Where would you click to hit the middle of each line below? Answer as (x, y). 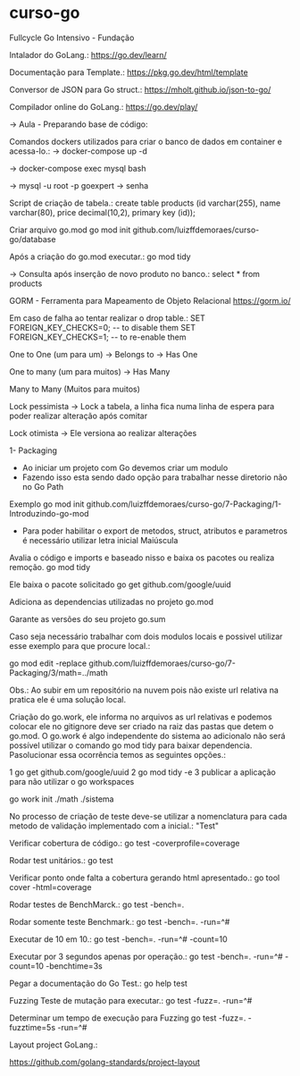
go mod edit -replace (48, 663)
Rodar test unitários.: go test (61, 860)
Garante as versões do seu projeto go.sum (87, 618)
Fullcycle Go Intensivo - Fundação (72, 38)
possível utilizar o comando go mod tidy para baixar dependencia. (131, 745)
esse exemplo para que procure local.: (80, 645)
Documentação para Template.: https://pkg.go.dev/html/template (129, 72)
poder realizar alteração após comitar (79, 416)
